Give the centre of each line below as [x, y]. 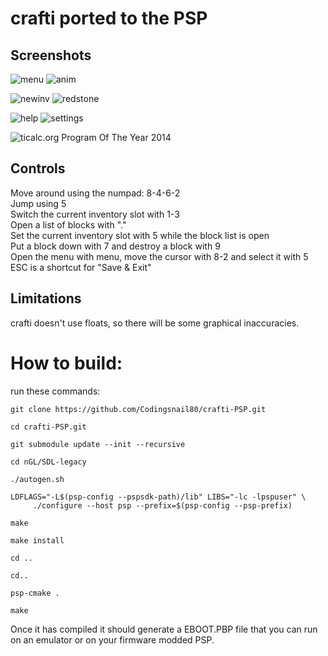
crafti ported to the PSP [109, 18]
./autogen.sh [37, 479]
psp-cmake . [35, 593]
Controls [38, 168]
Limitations [46, 298]
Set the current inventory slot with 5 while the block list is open [140, 235]
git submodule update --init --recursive [98, 444]
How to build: [66, 363]
